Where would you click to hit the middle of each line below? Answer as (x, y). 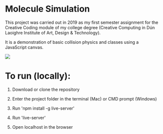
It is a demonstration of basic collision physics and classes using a (72, 42)
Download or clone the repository (46, 89)
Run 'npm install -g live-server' (43, 108)
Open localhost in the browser (42, 127)
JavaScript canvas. (24, 47)
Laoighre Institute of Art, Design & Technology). (53, 33)
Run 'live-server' (29, 117)
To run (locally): (38, 76)
